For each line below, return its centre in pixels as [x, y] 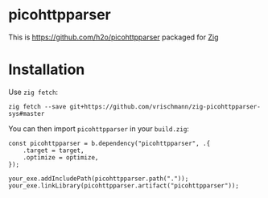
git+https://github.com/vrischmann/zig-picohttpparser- [165, 106]
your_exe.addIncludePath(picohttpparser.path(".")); [99, 179]
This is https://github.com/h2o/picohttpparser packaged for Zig [113, 37]
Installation [47, 70]
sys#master [27, 113]
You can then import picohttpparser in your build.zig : [99, 128]
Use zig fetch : [33, 92]
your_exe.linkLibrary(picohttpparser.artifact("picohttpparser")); [124, 186]
